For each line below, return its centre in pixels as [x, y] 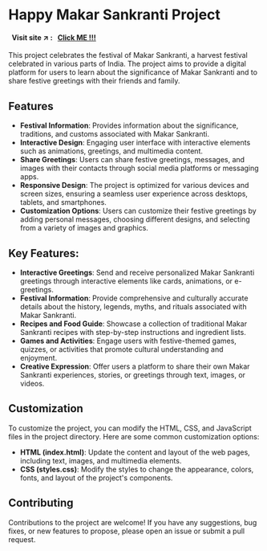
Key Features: [44, 253]
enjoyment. [38, 358]
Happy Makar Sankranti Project [114, 15]
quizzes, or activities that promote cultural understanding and [121, 349]
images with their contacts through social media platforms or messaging [139, 168]
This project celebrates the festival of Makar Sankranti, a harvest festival [128, 55]
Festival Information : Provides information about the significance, [129, 125]
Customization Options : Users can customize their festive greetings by [138, 211]
